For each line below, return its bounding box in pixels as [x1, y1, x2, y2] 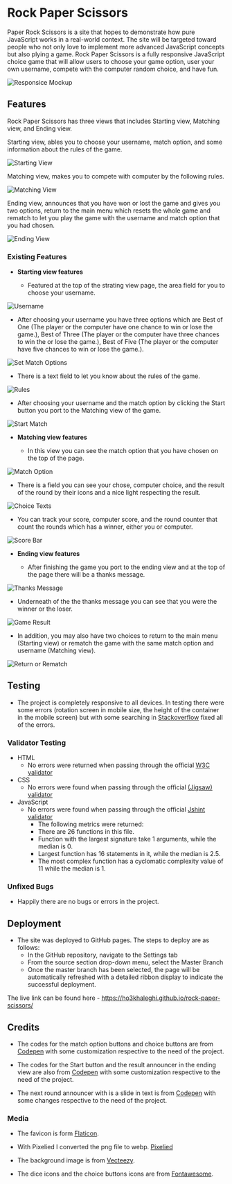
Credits [7, 1021, 40, 1033]
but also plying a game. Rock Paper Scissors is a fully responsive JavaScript [7, 50, 225, 58]
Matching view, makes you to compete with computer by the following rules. [7, 172, 225, 180]
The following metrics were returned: [37, 820, 144, 828]
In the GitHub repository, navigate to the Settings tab [27, 951, 178, 960]
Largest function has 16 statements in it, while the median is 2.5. [37, 850, 221, 858]
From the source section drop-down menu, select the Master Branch [27, 958, 224, 967]
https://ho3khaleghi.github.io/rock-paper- [101, 994, 221, 1002]
